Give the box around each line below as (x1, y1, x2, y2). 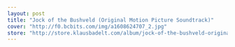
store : (7, 29, 27, 37)
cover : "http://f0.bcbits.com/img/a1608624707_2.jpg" (7, 23, 168, 30)
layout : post (7, 10, 45, 17)
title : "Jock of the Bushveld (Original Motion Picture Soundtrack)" (7, 17, 215, 23)
